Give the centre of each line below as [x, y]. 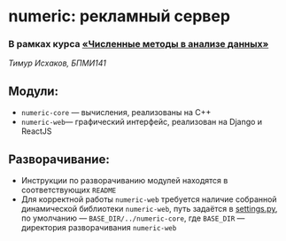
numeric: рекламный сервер [120, 16]
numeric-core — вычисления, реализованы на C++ [116, 113]
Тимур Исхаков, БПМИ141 [58, 63]
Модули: [34, 91]
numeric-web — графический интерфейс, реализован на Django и [142, 122]
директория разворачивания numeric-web [99, 228]
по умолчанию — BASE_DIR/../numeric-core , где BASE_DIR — [133, 218]
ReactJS [36, 131]
